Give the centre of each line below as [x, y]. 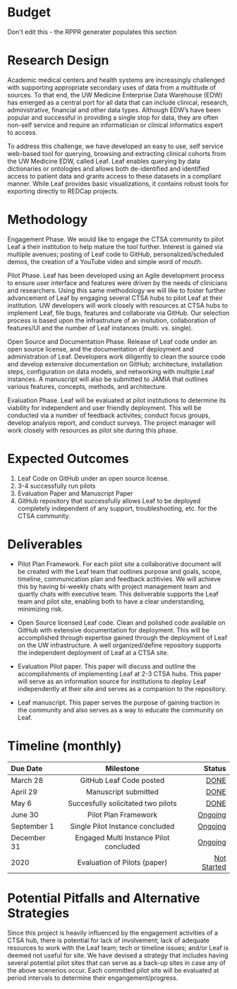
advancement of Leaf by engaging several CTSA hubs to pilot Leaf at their [115, 298]
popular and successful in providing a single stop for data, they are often [113, 117]
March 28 [27, 780]
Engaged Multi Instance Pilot [122, 837]
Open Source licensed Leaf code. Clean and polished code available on [121, 623]
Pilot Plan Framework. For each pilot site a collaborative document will [119, 564]
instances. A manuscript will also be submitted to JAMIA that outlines [108, 379]
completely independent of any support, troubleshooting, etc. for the [117, 508]
